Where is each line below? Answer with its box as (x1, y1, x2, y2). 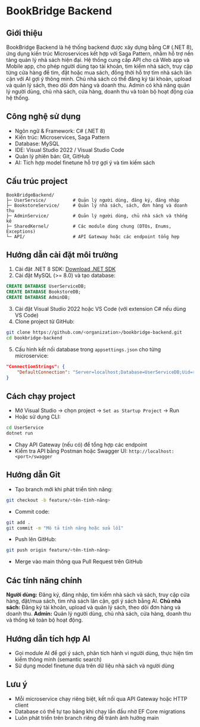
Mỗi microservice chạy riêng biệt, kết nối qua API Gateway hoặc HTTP (14, 695, 187, 702)
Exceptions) (6, 228, 36, 235)
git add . (6, 519, 31, 525)
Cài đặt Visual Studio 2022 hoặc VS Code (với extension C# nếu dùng (14, 305, 186, 313)
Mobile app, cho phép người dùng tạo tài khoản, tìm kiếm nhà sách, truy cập (6, 63, 193, 70)
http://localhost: (129, 448, 174, 454)
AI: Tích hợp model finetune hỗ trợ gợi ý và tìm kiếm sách (14, 159, 155, 166)
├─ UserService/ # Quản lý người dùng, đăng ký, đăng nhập (6, 197, 180, 203)
